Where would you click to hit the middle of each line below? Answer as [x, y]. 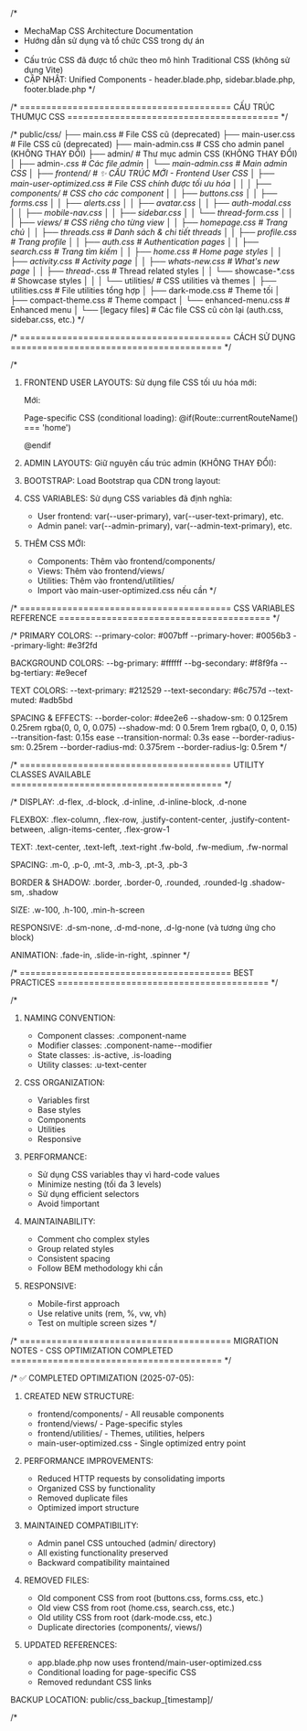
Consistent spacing [74, 1258]
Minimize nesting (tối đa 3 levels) [100, 1184]
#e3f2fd [83, 645]
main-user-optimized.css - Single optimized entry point [141, 1443]
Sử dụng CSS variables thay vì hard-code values [128, 1175]
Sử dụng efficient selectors [88, 1194]
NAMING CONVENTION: [69, 1018]
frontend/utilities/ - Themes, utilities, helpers [121, 1433]
